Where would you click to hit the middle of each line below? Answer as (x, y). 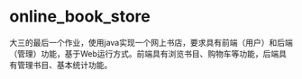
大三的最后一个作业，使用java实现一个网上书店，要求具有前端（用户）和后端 (151, 42)
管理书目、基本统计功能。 (64, 65)
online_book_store (80, 17)
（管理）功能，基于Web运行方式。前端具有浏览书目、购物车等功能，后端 (144, 53)
